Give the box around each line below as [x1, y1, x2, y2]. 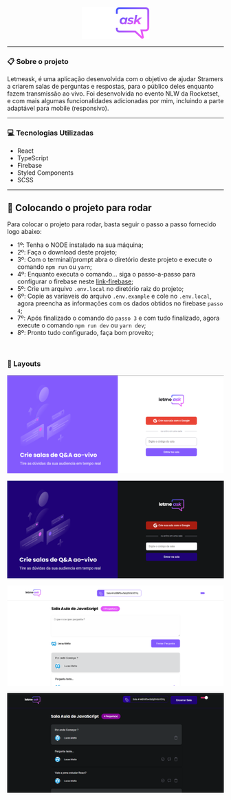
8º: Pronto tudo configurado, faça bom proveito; [16, 329, 154, 337]
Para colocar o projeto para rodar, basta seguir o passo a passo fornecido [7, 220, 217, 228]
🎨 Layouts [7, 359, 41, 369]
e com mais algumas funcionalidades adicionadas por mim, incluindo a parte [7, 97, 224, 105]
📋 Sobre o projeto [7, 56, 69, 66]
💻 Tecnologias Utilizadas [7, 128, 94, 138]
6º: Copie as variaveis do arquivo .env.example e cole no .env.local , [16, 292, 212, 301]
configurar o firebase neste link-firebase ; [16, 277, 134, 285]
